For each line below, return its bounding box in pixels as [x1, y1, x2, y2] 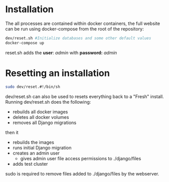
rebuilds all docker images [12, 108, 68, 115]
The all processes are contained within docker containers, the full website [5, 20, 160, 26]
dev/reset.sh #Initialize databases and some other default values [5, 36, 152, 41]
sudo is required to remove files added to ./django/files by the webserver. [5, 170, 159, 176]
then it [5, 129, 19, 135]
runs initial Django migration [12, 144, 72, 150]
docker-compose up [5, 40, 44, 45]
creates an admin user [12, 150, 60, 156]
